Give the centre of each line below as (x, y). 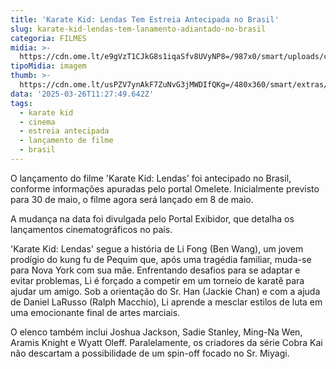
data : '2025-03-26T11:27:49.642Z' (82, 94)
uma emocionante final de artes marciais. (95, 312)
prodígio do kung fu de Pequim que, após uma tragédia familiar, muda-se (161, 259)
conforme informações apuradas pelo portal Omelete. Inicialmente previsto (165, 188)
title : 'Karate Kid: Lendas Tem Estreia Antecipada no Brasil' (145, 19)
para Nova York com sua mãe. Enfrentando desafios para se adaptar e (155, 270)
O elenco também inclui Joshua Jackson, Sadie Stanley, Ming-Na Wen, (156, 332)
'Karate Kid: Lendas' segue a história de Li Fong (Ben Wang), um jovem (157, 248)
